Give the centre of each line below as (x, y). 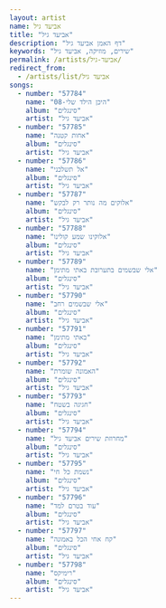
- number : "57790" (52, 295)
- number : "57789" (52, 262)
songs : (22, 85)
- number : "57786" (52, 161)
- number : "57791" (52, 329)
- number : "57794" (52, 430)
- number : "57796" (52, 497)
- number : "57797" (52, 531)
